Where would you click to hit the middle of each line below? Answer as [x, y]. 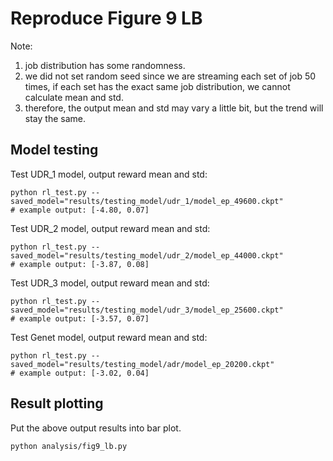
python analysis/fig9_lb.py [69, 446]
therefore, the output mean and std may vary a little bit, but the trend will [174, 108]
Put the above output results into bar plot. [96, 428]
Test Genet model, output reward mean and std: [109, 337]
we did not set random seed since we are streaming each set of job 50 [170, 76]
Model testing [54, 150]
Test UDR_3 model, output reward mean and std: [110, 283]
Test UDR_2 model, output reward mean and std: [110, 228]
